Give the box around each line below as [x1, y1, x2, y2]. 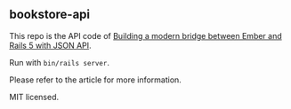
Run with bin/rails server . [9, 57, 109, 67]
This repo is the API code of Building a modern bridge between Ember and [9, 30, 282, 41]
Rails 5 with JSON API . [9, 40, 92, 51]
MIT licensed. [9, 91, 60, 102]
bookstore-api [9, 7, 91, 22]
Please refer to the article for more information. [9, 74, 182, 85]
